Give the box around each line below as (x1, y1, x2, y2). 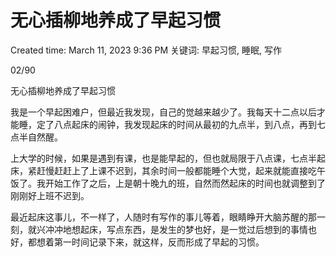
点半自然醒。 (10, 131, 63, 143)
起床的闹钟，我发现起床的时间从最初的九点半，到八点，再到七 (71, 118, 326, 130)
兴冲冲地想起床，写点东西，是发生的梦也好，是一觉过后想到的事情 (36, 223, 308, 235)
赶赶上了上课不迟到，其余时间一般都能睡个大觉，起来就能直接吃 (53, 164, 317, 176)
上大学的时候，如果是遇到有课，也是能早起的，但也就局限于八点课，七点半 (10, 152, 317, 164)
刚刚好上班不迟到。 (10, 189, 90, 201)
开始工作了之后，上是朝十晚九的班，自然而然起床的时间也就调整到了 (44, 177, 326, 189)
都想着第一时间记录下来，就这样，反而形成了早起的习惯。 (27, 236, 265, 248)
